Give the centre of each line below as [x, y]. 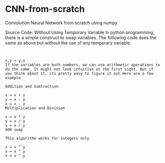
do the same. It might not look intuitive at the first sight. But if [79, 69]
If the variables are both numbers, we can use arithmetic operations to [83, 65]
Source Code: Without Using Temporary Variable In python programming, [80, 32]
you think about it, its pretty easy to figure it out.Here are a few [79, 73]
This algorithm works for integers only [47, 138]
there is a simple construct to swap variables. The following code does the [81, 38]
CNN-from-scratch [45, 9]
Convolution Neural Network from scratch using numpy [61, 23]
